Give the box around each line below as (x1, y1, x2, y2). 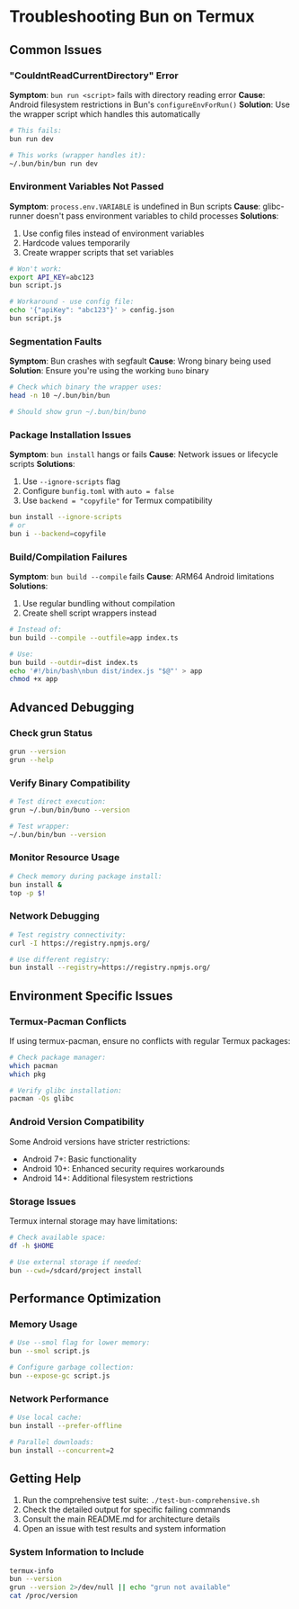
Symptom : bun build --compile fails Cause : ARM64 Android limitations (9, 571, 275, 582)
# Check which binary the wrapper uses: (9, 382, 163, 392)
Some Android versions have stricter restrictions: (9, 1136, 190, 1146)
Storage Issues (9, 1195, 76, 1208)
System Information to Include (9, 1546, 145, 1559)
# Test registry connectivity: (9, 930, 127, 939)
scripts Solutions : (9, 459, 75, 470)
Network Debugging (9, 910, 101, 922)
